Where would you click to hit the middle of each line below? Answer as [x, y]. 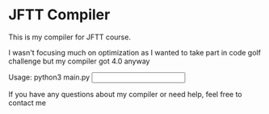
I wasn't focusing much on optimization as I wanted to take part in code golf [134, 52]
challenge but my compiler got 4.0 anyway [79, 61]
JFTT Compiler [59, 15]
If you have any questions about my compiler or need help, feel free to [125, 94]
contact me [27, 103]
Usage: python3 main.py [49, 77]
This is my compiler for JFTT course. [70, 37]
